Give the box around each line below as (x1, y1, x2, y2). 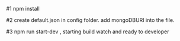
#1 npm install (6, 5, 40, 12)
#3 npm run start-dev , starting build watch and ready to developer (6, 28, 169, 35)
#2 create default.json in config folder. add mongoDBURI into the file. (6, 17, 175, 23)
